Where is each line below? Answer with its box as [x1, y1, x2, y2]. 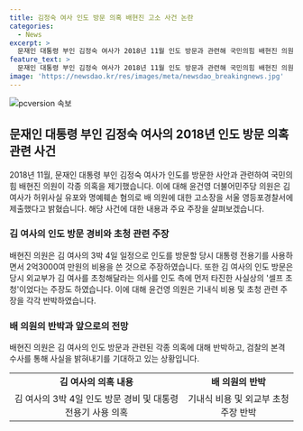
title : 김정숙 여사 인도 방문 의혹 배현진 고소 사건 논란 [9, 13, 194, 23]
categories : [9, 22, 54, 31]
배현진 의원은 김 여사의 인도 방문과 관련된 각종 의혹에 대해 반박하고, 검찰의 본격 [9, 342, 286, 353]
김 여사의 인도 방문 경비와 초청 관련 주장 [9, 227, 170, 240]
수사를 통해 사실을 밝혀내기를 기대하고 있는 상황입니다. [9, 353, 200, 364]
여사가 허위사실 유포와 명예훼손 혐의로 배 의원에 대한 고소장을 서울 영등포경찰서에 [9, 191, 294, 203]
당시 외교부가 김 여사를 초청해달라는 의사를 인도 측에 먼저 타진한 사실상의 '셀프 [9, 272, 284, 283]
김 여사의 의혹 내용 [60, 376, 133, 389]
